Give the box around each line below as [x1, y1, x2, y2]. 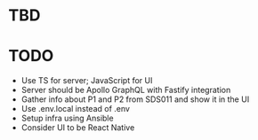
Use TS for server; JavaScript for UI [20, 75, 153, 86]
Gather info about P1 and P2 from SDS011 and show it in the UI [20, 94, 250, 105]
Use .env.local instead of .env [20, 104, 131, 114]
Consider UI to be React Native [20, 122, 135, 133]
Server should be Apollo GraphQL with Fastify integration [20, 85, 231, 96]
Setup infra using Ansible [20, 113, 114, 124]
